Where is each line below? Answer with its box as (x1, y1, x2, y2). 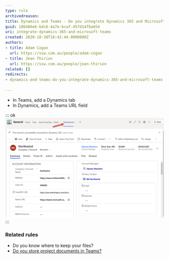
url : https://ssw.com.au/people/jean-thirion (10, 61, 107, 67)
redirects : (5, 72, 28, 77)
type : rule (5, 8, 28, 13)
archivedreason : (5, 13, 39, 19)
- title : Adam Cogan (5, 45, 49, 50)
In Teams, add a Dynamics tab (12, 97, 75, 103)
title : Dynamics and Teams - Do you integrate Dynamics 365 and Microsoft (5, 19, 165, 24)
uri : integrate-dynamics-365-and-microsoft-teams (5, 29, 112, 35)
